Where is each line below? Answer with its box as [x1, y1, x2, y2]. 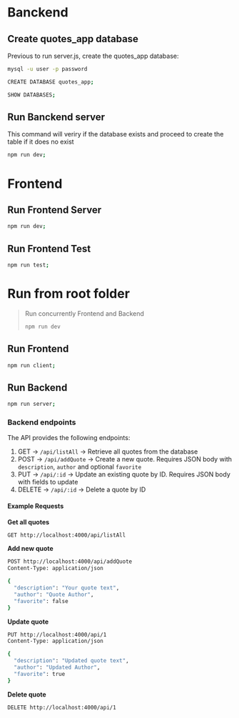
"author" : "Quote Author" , [14, 591, 94, 598]
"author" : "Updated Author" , [14, 664, 101, 672]
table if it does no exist [7, 137, 74, 146]
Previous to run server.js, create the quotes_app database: [7, 51, 180, 60]
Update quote [7, 617, 49, 626]
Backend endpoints [7, 417, 76, 427]
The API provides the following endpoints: [7, 434, 131, 442]
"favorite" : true [14, 670, 66, 677]
